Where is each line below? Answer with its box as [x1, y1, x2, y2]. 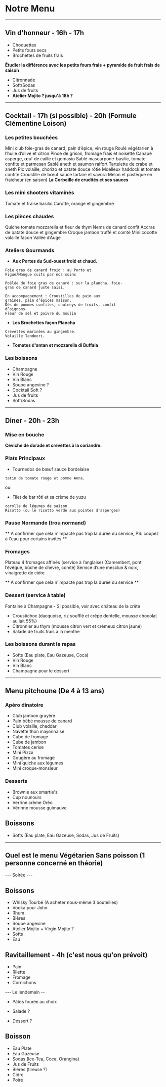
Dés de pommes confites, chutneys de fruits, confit [5, 302, 116, 307]
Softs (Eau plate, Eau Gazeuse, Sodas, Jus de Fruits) [12, 832, 120, 838]
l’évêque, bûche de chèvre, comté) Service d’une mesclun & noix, [5, 565, 138, 570]
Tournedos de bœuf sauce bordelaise [12, 466, 89, 472]
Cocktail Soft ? [12, 387, 42, 393]
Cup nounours [12, 794, 42, 800]
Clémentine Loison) [5, 119, 67, 128]
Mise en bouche [5, 431, 44, 438]
